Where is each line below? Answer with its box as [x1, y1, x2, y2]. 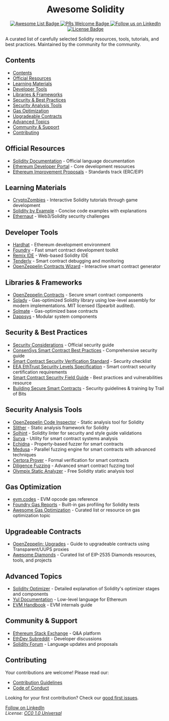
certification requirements [12, 369, 67, 375]
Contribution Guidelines [12, 679, 63, 685]
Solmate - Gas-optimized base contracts [12, 308, 98, 314]
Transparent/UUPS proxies [12, 546, 69, 552]
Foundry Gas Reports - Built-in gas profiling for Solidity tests [12, 502, 140, 508]
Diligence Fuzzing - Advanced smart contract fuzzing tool [12, 462, 134, 469]
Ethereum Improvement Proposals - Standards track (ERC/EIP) [12, 169, 144, 175]
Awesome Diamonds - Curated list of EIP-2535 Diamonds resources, [12, 552, 156, 558]
